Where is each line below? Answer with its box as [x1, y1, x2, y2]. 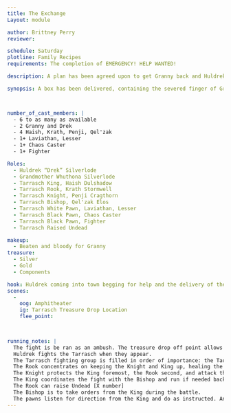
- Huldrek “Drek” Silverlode [13, 166, 97, 174]
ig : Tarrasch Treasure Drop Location [19, 306, 128, 313]
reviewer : [7, 35, 36, 42]
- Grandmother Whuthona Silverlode [13, 173, 115, 180]
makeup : [7, 236, 30, 244]
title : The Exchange [7, 10, 67, 17]
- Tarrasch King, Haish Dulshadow [13, 179, 112, 186]
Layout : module [7, 16, 51, 23]
